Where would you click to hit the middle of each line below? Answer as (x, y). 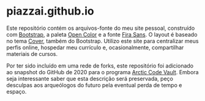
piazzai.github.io (50, 11)
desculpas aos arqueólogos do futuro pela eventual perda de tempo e (94, 85)
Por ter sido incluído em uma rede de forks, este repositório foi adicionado (100, 66)
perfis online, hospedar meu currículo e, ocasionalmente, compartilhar (95, 47)
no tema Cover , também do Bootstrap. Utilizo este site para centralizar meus (102, 41)
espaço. (17, 91)
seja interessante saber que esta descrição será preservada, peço (90, 78)
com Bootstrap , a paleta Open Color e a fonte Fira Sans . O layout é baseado (102, 34)
